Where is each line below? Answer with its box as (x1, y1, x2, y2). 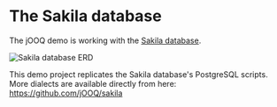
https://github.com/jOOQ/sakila (9, 88, 123, 98)
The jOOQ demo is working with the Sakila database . (9, 35, 202, 46)
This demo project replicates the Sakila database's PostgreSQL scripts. (9, 68, 268, 80)
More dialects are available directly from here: (9, 78, 177, 89)
